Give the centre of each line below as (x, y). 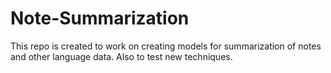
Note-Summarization (100, 18)
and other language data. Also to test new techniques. (121, 56)
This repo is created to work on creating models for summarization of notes (166, 46)
